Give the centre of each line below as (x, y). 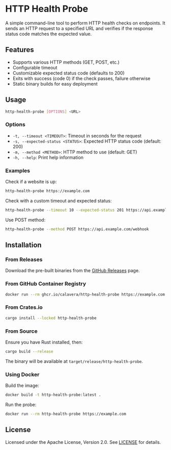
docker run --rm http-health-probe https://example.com (66, 414)
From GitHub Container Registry (46, 284)
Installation (23, 245)
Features (20, 50)
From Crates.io (24, 307)
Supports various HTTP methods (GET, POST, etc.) (66, 62)
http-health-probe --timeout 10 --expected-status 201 (65, 210)
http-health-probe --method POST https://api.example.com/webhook (77, 229)
